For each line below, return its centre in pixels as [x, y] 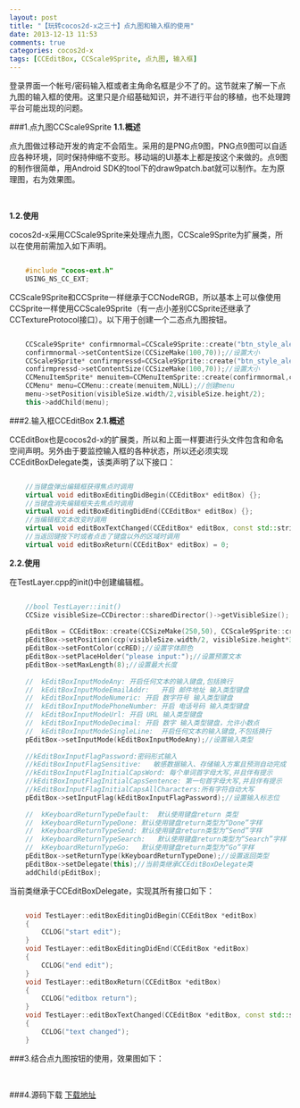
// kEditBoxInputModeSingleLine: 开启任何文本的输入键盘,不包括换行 [149, 731]
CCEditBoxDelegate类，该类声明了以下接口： [92, 462]
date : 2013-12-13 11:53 [54, 34]
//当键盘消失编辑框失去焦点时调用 [79, 503]
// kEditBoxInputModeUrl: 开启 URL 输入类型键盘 [114, 715]
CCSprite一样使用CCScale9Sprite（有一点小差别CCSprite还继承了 [130, 308]
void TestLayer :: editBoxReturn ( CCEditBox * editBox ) [123, 982]
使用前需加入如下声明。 [68, 246]
